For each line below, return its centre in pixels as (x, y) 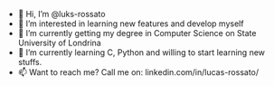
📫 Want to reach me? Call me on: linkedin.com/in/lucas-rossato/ (138, 72)
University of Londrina (59, 43)
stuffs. (30, 62)
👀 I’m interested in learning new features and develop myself (131, 24)
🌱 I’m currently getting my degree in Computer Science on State (137, 33)
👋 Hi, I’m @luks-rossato (61, 14)
